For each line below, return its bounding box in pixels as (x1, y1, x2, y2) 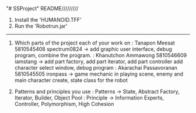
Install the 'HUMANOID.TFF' (14, 16, 82, 23)
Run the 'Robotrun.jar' (14, 23, 68, 29)
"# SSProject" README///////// (6, 5, 79, 12)
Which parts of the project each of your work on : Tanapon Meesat (14, 39, 175, 46)
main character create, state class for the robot (14, 77, 128, 84)
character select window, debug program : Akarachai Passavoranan (14, 64, 178, 71)
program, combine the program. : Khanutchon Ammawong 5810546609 (14, 52, 187, 59)
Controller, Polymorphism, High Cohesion (14, 101, 114, 107)
